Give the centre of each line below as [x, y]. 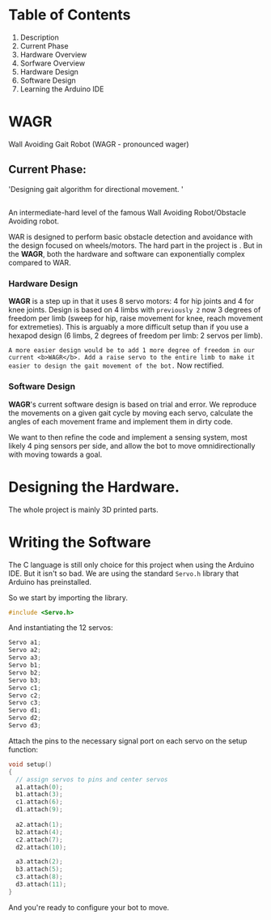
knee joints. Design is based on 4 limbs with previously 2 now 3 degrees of [135, 310]
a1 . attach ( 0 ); [39, 787]
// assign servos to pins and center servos [92, 779]
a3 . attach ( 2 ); [39, 862]
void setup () [30, 764]
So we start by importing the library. [68, 598]
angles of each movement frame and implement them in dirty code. [121, 421]
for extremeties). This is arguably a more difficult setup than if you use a [129, 327]
